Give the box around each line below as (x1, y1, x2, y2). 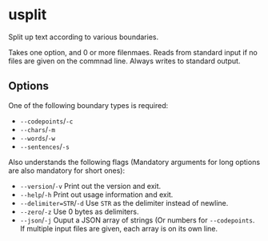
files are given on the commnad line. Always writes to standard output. (8, 56, 241, 66)
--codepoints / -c (19, 116, 74, 126)
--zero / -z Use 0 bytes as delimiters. (19, 207, 139, 216)
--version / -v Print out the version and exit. (19, 181, 162, 191)
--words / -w (19, 133, 56, 143)
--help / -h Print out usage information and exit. (19, 190, 174, 199)
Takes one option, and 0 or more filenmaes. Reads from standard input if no (8, 47, 258, 57)
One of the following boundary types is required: (8, 100, 169, 110)
